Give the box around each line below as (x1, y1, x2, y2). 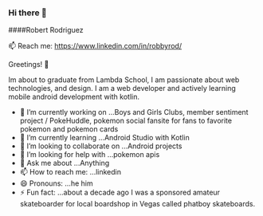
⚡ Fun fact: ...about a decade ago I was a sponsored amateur (19, 187, 221, 198)
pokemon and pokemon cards (19, 124, 119, 134)
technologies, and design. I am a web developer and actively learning (8, 84, 237, 93)
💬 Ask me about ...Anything (19, 159, 110, 168)
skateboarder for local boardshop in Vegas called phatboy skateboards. (19, 199, 256, 209)
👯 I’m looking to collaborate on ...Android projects (19, 141, 183, 151)
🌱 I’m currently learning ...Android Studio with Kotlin (19, 133, 190, 143)
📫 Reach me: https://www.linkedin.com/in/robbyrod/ (8, 41, 182, 51)
